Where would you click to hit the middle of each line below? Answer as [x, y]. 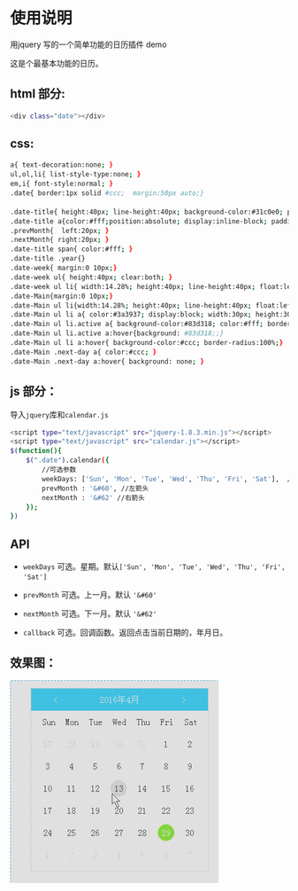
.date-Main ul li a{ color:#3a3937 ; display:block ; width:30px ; [131, 315]
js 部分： [34, 391]
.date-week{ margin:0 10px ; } [64, 268]
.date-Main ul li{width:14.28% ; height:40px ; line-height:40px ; [131, 305]
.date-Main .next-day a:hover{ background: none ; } [107, 361]
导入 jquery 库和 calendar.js [59, 414]
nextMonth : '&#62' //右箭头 [93, 497]
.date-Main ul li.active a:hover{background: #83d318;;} [117, 333]
